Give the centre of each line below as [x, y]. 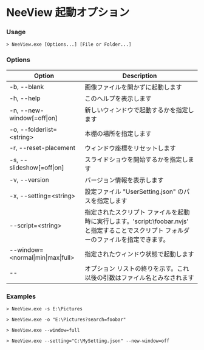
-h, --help [25, 98]
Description [140, 76]
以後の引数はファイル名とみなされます [139, 277]
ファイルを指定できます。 [133, 240]
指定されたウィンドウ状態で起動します [139, 254]
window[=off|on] [33, 118]
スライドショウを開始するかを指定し [136, 159]
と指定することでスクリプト [124, 230]
